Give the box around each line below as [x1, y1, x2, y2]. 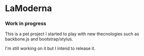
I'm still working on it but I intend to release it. [5, 45, 96, 51]
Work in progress [5, 20, 47, 27]
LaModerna [5, 3, 52, 14]
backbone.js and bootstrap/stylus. [5, 36, 73, 42]
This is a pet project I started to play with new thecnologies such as [5, 31, 139, 37]
